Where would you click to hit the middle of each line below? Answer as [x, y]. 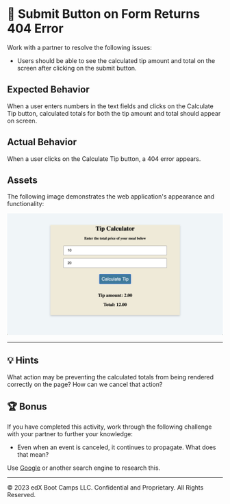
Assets [22, 180]
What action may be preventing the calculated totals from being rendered [111, 377]
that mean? [33, 454]
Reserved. [22, 494]
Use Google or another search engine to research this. [84, 468]
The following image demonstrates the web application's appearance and [111, 197]
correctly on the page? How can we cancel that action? [85, 384]
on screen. [22, 121]
